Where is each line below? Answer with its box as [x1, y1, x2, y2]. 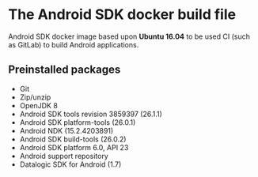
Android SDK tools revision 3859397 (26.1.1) [19, 109, 162, 119]
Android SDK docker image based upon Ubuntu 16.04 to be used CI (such [8, 32, 251, 41]
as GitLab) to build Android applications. [8, 40, 139, 49]
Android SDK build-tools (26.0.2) [19, 134, 127, 144]
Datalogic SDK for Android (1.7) [19, 160, 122, 169]
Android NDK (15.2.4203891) [19, 126, 114, 135]
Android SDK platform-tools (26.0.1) [19, 117, 136, 127]
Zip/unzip [19, 92, 51, 102]
